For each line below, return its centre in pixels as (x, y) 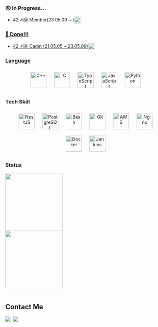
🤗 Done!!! (17, 34)
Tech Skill (18, 102)
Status (14, 165)
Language (18, 61)
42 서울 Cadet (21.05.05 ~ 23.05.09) (50, 46)
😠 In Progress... (26, 8)
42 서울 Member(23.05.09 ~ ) (43, 20)
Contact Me (24, 307)
